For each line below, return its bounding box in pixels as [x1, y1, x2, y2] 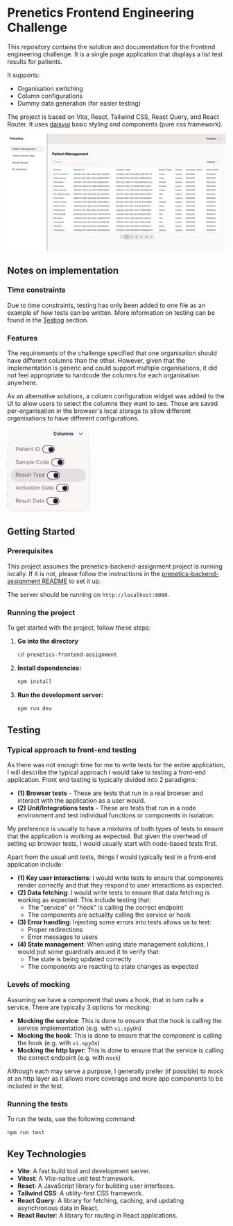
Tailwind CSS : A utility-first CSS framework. [17, 1188, 144, 1197]
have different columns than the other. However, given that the [7, 357, 186, 365]
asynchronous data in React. [17, 1204, 99, 1212]
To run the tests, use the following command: [7, 1115, 137, 1123]
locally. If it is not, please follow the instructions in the [7, 569, 161, 578]
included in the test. [7, 1081, 64, 1090]
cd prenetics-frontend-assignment [17, 651, 117, 658]
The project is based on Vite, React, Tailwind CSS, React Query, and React [7, 113, 220, 121]
